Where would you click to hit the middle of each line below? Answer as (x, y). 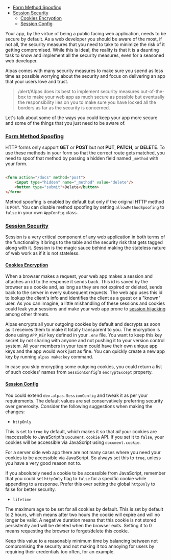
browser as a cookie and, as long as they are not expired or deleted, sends (84, 287)
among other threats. (27, 315)
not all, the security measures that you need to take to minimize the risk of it (85, 44)
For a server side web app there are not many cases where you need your (83, 452)
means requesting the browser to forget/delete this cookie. (67, 531)
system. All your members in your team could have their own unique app (81, 346)
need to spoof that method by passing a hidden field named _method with (82, 159)
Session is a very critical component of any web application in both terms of (85, 237)
